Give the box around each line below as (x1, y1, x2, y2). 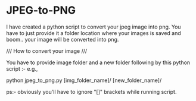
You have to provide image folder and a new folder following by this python (6, 59, 191, 66)
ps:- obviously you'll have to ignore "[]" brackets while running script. (6, 88, 177, 95)
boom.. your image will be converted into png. (6, 36, 119, 43)
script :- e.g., (6, 65, 38, 72)
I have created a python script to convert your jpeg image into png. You (6, 23, 181, 30)
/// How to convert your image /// (6, 47, 88, 54)
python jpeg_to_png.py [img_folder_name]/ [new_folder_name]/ (6, 77, 162, 84)
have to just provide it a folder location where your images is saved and (6, 29, 182, 36)
